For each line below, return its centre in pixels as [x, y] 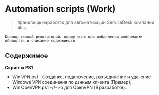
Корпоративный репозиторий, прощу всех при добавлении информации [74, 37]
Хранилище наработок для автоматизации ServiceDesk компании [86, 22]
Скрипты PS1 [19, 67]
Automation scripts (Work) [60, 9]
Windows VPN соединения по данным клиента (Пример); [72, 82]
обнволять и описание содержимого [40, 41]
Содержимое [27, 56]
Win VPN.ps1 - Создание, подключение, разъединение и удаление [81, 77]
